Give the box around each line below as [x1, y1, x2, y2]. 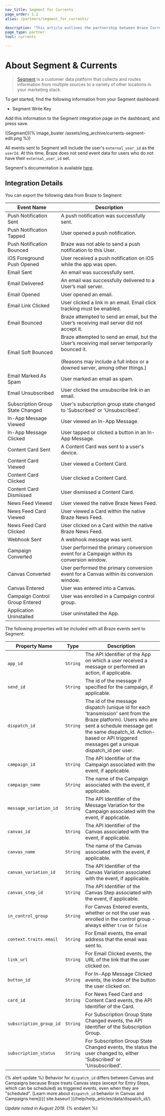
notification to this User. [60, 247, 116, 254]
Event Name [17, 204, 47, 211]
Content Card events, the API [85, 997, 152, 1004]
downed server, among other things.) [60, 364, 147, 371]
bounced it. [60, 346, 87, 353]
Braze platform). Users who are [85, 716, 158, 723]
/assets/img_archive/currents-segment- [65, 130, 146, 136]
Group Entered [7, 599, 42, 606]
